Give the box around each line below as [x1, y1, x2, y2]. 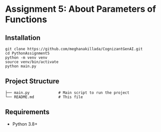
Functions [5, 14, 47, 25]
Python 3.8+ [12, 121, 38, 127]
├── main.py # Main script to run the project [5, 90, 130, 95]
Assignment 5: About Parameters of [5, 3, 156, 15]
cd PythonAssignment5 [5, 51, 50, 56]
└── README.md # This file [5, 95, 83, 99]
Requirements [5, 108, 50, 116]
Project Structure [5, 77, 59, 86]
